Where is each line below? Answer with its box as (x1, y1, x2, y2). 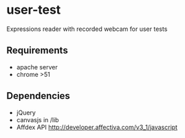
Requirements (6, 45, 68, 56)
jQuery (16, 108, 36, 117)
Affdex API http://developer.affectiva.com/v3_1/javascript (16, 123, 178, 131)
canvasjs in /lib (16, 115, 59, 124)
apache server (16, 62, 58, 71)
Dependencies (6, 90, 70, 102)
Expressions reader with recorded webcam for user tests (6, 25, 168, 33)
